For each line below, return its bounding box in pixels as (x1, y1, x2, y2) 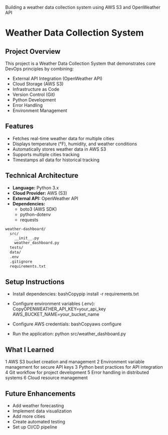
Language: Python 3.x (12, 184, 59, 190)
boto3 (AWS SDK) (20, 206, 57, 212)
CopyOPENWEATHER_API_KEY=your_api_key (12, 306, 106, 312)
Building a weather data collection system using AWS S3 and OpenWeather (5, 5, 160, 10)
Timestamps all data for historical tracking (12, 157, 100, 163)
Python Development (12, 97, 56, 102)
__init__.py (14, 236, 39, 241)
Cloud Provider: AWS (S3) (12, 190, 68, 196)
